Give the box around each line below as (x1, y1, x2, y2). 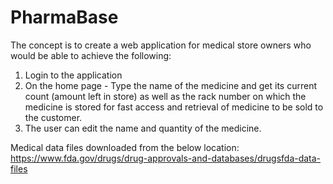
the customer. (24, 111, 83, 123)
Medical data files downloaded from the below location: (10, 141, 240, 153)
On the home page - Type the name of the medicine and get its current (24, 79, 318, 91)
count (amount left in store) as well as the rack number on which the (24, 90, 307, 102)
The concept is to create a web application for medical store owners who (10, 39, 312, 51)
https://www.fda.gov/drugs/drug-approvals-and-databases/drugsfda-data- (10, 152, 322, 164)
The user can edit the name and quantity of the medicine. (24, 122, 262, 134)
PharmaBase (10, 6, 119, 29)
